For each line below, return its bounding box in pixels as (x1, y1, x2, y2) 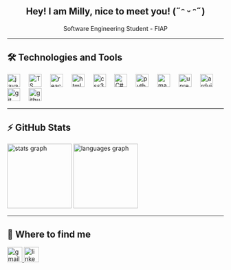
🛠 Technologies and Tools (7, 52, 122, 63)
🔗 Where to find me (7, 228, 91, 240)
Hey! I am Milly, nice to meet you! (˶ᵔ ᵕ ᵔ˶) (25, 6, 206, 17)
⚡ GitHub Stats (7, 122, 71, 134)
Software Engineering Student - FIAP (63, 24, 168, 32)
